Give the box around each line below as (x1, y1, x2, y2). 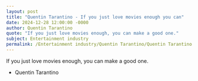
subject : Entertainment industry (6, 36, 89, 42)
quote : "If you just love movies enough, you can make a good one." (6, 31, 179, 36)
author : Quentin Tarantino (6, 25, 73, 31)
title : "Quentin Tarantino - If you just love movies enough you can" (6, 14, 184, 20)
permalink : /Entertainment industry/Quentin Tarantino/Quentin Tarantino (6, 42, 193, 48)
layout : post (6, 8, 39, 15)
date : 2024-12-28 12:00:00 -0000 (6, 19, 89, 25)
